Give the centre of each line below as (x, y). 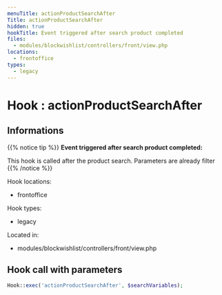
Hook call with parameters (65, 269)
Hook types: (24, 208)
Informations (36, 131)
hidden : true (26, 26)
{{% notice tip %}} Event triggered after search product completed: (105, 147)
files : (17, 39)
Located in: (23, 234)
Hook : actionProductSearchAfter (105, 105)
